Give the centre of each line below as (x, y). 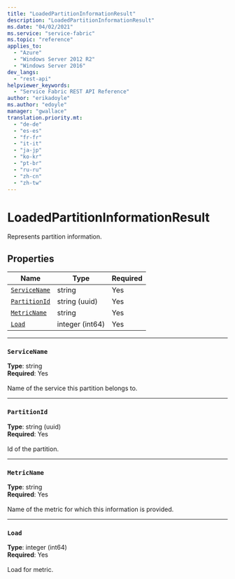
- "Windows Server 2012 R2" (55, 59)
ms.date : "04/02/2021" (40, 27)
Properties (31, 258)
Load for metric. (30, 570)
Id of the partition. (33, 449)
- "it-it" (28, 144)
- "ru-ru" (28, 170)
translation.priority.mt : (45, 117)
